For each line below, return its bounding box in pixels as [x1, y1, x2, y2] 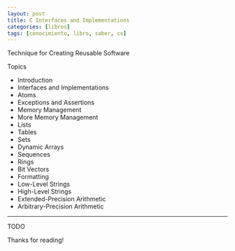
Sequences [17, 150, 50, 159]
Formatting [17, 173, 49, 181]
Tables [17, 128, 37, 136]
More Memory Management [17, 113, 99, 122]
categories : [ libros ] [7, 23, 71, 30]
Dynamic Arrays [17, 143, 64, 151]
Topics [7, 62, 27, 71]
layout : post [7, 10, 45, 17]
